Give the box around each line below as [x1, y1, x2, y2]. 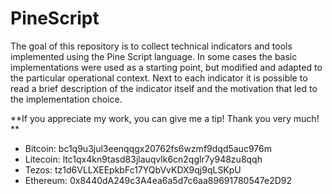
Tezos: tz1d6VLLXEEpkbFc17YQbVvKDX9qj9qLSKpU [24, 163, 242, 176]
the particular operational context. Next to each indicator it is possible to [10, 72, 308, 84]
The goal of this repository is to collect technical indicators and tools [10, 40, 293, 52]
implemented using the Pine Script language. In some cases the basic [10, 50, 298, 62]
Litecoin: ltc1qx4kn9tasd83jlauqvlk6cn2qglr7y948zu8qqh [24, 153, 263, 165]
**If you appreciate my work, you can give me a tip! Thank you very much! [10, 112, 320, 124]
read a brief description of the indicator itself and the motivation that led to [10, 82, 318, 94]
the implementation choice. [10, 93, 123, 105]
